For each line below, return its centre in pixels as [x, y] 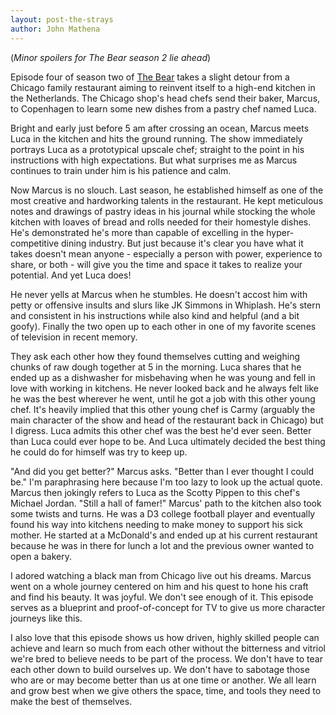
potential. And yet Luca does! [71, 275]
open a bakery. [41, 556]
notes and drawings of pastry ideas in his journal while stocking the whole [163, 211]
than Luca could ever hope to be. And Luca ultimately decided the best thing [168, 441]
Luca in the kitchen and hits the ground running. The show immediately [156, 138]
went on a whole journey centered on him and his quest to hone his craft [159, 586]
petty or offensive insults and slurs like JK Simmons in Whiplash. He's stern [165, 305]
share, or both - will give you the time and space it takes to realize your [156, 264]
